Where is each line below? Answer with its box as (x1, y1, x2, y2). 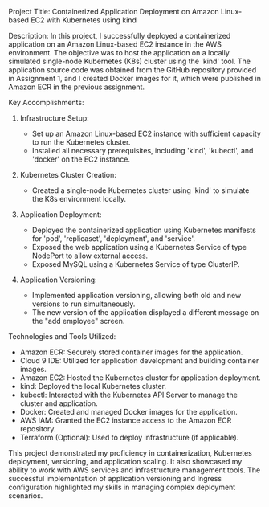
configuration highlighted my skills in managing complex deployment (8, 482, 236, 492)
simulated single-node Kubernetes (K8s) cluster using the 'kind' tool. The (8, 56, 251, 66)
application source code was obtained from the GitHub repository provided (8, 65, 257, 75)
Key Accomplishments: (8, 98, 84, 107)
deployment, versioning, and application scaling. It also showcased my (8, 457, 243, 466)
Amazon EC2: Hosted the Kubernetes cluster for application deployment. (19, 373, 261, 382)
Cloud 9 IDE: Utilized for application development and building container (19, 356, 259, 365)
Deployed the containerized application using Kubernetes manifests (31, 225, 257, 235)
